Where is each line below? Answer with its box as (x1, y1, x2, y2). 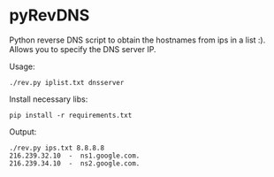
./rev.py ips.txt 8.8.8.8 (9, 143, 104, 152)
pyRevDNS (9, 5, 90, 26)
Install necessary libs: (9, 94, 88, 104)
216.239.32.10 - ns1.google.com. (9, 151, 141, 160)
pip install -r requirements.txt (9, 111, 133, 119)
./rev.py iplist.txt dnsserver (9, 78, 125, 87)
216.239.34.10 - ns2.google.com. (9, 158, 141, 168)
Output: (9, 126, 37, 137)
